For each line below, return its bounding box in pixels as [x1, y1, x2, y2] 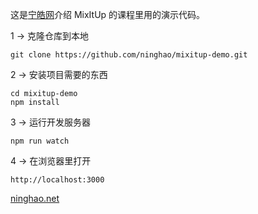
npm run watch [10, 136, 70, 146]
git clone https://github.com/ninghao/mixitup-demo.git [10, 50, 248, 60]
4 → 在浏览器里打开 [10, 155, 92, 167]
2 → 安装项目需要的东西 [10, 69, 108, 80]
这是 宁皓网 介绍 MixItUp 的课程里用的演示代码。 [10, 9, 206, 20]
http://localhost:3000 [10, 175, 105, 185]
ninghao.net [10, 193, 60, 204]
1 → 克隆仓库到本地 [10, 30, 89, 42]
